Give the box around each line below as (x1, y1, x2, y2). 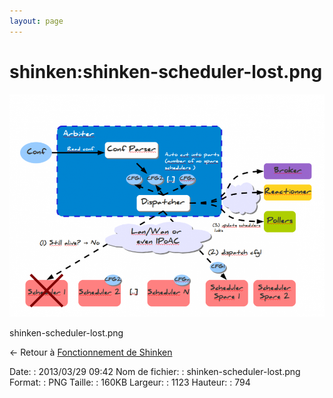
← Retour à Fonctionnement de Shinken (9, 346, 173, 358)
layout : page (9, 16, 64, 26)
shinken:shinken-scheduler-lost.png (9, 60, 323, 83)
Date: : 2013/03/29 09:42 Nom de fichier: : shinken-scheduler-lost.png (9, 365, 301, 377)
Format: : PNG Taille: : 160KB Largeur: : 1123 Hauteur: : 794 (9, 376, 251, 388)
